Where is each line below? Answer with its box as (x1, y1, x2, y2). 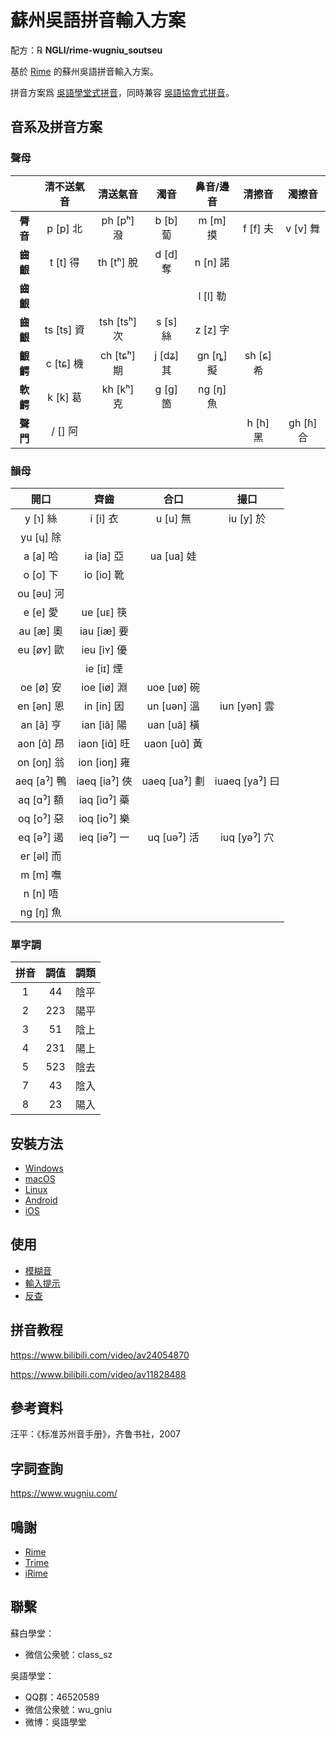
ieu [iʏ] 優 (81, 642, 128, 656)
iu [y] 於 (228, 511, 267, 525)
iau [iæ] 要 (79, 624, 129, 638)
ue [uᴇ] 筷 (81, 605, 128, 619)
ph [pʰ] (101, 213, 135, 227)
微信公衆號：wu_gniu (24, 1703, 112, 1715)
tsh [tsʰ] (98, 314, 138, 328)
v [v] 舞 (285, 221, 321, 235)
